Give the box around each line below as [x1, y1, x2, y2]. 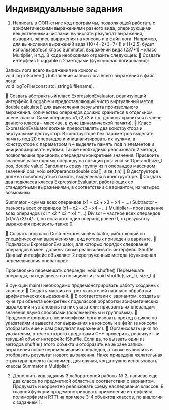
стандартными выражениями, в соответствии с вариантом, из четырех [5, 184, 160, 190]
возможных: [5, 189, 32, 195]
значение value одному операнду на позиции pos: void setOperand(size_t [5, 157, 163, 163]
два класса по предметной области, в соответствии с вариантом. [12, 378, 155, 384]
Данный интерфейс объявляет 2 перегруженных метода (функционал [5, 252, 156, 258]
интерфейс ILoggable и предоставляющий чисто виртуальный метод [5, 98, 154, 104]
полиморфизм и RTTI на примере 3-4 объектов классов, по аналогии [12, 394, 163, 400]
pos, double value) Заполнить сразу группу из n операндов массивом [5, 163, 155, 169]
